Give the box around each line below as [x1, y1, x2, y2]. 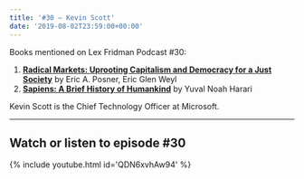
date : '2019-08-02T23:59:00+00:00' [9, 22, 144, 31]
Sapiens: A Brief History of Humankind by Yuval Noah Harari [22, 83, 253, 94]
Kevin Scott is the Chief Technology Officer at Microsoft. [9, 100, 220, 111]
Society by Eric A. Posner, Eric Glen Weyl [22, 73, 177, 84]
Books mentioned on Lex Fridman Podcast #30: [9, 46, 187, 57]
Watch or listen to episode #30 [9, 135, 186, 150]
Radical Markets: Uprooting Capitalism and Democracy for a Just [22, 64, 272, 75]
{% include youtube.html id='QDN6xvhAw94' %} [9, 159, 192, 170]
